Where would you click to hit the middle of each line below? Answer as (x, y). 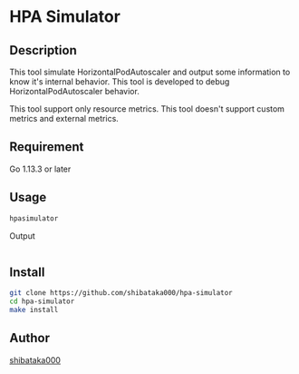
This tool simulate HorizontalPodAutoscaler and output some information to (150, 72)
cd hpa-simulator (42, 301)
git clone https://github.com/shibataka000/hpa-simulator (121, 293)
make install (34, 310)
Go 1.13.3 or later (40, 169)
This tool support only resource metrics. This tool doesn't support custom (147, 109)
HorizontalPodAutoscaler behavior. (75, 91)
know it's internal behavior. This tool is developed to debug (120, 82)
